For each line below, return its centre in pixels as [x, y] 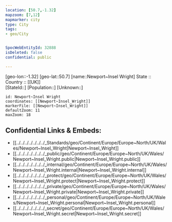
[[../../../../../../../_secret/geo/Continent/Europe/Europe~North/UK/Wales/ [88, 208]
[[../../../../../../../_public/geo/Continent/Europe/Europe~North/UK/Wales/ [88, 154]
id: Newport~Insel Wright [33, 97]
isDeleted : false [24, 52]
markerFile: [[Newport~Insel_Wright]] [47, 106]
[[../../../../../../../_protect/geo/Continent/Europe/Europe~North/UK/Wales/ [90, 176]
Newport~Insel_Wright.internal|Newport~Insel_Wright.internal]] [80, 170]
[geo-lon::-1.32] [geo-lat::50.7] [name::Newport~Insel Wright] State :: [78, 76]
